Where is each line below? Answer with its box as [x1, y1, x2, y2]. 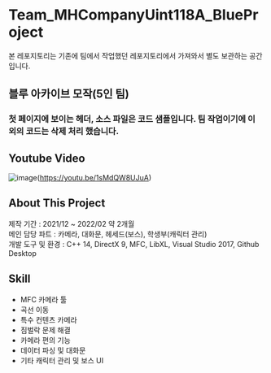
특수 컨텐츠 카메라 [20, 314, 77, 324]
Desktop [8, 248, 37, 258]
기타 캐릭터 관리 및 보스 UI [20, 355, 104, 365]
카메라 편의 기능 [20, 335, 71, 345]
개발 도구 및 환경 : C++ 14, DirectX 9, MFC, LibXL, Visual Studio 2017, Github [8, 239, 260, 249]
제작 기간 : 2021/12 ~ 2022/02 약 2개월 [8, 219, 135, 228]
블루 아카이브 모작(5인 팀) [8, 87, 130, 101]
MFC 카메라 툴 [20, 294, 68, 304]
